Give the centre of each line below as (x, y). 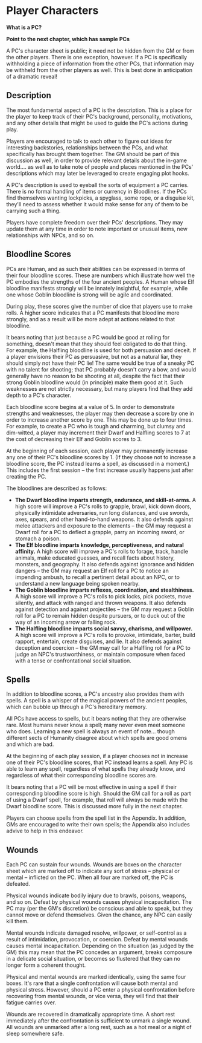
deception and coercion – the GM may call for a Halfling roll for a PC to (103, 647)
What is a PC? (24, 27)
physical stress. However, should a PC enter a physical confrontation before (100, 990)
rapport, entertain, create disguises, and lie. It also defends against (98, 641)
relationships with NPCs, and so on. (50, 235)
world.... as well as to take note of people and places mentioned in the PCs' (100, 166)
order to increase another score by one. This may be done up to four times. (99, 420)
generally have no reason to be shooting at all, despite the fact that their (96, 376)
